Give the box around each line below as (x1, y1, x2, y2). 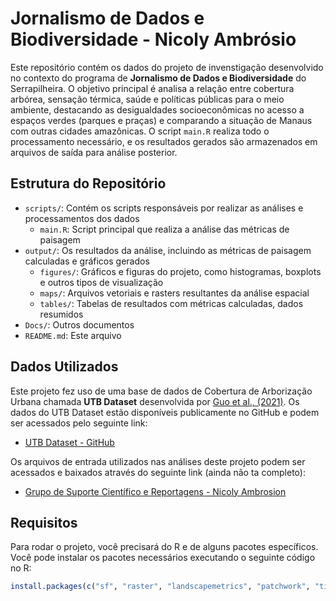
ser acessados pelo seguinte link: (10, 417, 148, 429)
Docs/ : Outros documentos (24, 318, 135, 331)
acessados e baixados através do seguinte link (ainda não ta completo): (10, 466, 306, 478)
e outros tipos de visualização (39, 276, 164, 288)
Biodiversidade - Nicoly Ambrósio (10, 28, 297, 51)
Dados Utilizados (10, 358, 119, 376)
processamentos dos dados (24, 212, 140, 224)
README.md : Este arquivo (24, 329, 122, 341)
